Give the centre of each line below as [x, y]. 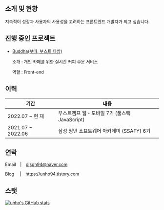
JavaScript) [72, 120]
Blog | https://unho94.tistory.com [42, 174]
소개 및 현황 [21, 9]
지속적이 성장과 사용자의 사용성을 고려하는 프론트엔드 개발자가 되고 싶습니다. [77, 22]
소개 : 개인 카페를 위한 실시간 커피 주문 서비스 [55, 61]
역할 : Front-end [28, 72]
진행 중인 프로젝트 [30, 38]
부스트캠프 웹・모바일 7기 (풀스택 [94, 113]
